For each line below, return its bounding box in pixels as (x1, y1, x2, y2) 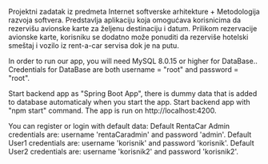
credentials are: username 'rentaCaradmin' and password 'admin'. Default (8, 130, 252, 139)
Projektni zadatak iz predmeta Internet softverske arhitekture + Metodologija (8, 7, 260, 16)
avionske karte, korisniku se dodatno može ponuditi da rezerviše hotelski (8, 32, 249, 42)
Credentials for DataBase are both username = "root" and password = (8, 65, 238, 74)
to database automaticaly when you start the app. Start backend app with (8, 98, 250, 106)
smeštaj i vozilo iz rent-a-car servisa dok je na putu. (8, 41, 180, 50)
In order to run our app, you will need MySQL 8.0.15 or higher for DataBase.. (8, 56, 258, 66)
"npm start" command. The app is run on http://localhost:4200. (8, 106, 217, 115)
